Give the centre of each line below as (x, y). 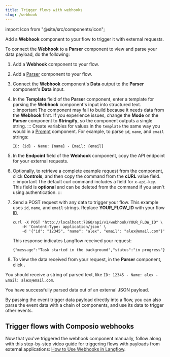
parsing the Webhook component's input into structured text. (77, 104)
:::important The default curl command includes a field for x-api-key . (84, 181)
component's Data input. (39, 89)
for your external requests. (40, 161)
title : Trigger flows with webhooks (44, 10)
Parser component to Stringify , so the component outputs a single (82, 120)
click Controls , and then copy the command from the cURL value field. (87, 176)
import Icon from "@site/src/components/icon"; (55, 29)
